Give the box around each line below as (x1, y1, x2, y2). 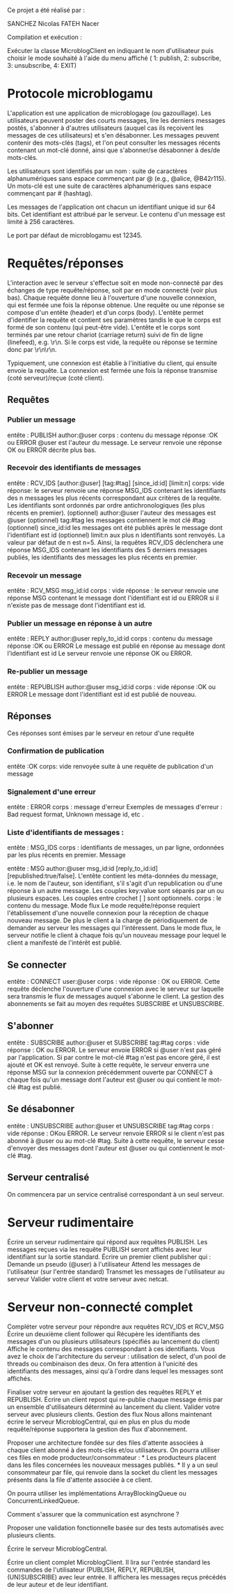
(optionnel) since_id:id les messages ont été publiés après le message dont (7, 523, 223, 531)
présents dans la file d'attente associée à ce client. (7, 1475, 153, 1484)
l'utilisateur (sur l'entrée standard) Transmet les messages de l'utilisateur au (7, 1267, 225, 1276)
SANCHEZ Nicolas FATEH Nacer (7, 20, 99, 27)
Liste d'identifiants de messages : (7, 827, 124, 837)
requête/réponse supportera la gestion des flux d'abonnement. (7, 1424, 188, 1433)
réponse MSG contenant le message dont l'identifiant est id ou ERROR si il (7, 593, 219, 603)
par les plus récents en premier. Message (7, 851, 127, 859)
